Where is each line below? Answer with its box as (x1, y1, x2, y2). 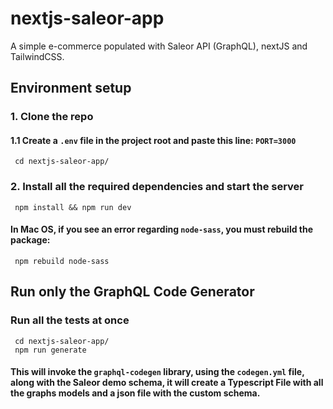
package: (10, 234, 51, 246)
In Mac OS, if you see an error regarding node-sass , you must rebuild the (10, 223, 314, 236)
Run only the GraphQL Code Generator (10, 283, 255, 301)
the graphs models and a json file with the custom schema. (10, 387, 261, 399)
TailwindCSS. (10, 50, 65, 62)
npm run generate (14, 345, 87, 355)
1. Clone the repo (10, 110, 94, 124)
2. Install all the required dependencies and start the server (10, 180, 305, 194)
